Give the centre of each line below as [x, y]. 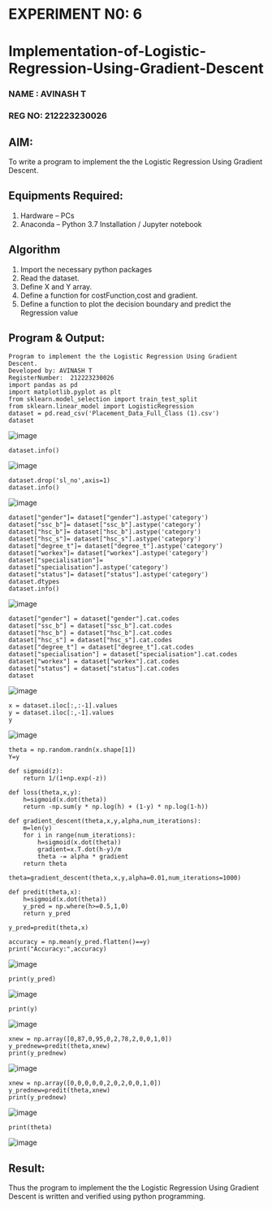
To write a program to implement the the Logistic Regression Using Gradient [136, 162]
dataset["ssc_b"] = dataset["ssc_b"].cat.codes [91, 626]
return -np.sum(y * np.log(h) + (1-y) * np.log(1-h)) [116, 807]
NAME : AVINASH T [47, 94]
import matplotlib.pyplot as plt [65, 392]
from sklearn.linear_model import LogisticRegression [101, 407]
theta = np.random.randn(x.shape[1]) [72, 750]
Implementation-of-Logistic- [108, 52]
